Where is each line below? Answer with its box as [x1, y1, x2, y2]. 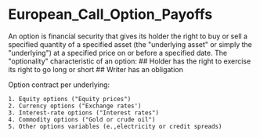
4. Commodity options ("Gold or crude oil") [8, 115, 156, 123]
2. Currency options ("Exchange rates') [8, 102, 143, 110]
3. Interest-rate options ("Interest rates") [8, 108, 159, 117]
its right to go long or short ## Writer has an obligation [8, 64, 184, 74]
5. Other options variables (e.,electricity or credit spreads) [8, 122, 222, 130]
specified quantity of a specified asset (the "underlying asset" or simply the [8, 39, 252, 49]
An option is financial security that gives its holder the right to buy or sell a [8, 31, 248, 41]
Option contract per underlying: [8, 80, 110, 89]
